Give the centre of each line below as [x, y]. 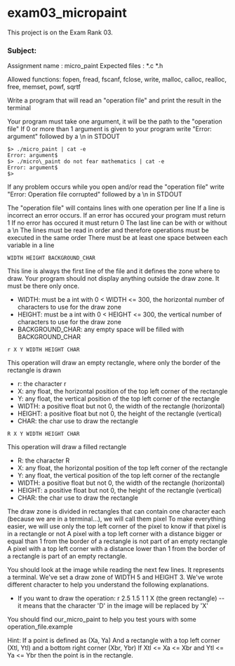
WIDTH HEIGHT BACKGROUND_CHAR [52, 258]
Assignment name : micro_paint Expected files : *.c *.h [85, 66]
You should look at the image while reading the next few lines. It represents [116, 570]
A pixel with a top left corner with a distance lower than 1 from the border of [116, 549]
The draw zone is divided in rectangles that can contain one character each [116, 512]
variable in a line [31, 245]
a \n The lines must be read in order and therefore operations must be [108, 230]
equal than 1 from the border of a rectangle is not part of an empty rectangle [117, 541]
